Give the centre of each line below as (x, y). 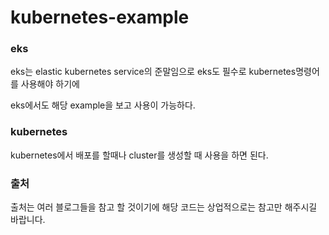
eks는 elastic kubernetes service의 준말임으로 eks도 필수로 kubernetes (153, 72)
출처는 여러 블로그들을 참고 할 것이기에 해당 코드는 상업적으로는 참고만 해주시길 (164, 207)
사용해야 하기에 (50, 84)
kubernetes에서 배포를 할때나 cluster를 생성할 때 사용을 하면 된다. (139, 155)
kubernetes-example (100, 17)
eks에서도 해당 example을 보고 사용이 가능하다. (103, 105)
